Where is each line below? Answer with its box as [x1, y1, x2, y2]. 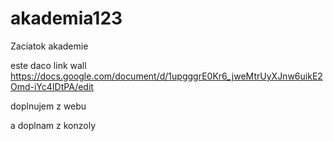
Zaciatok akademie [10, 40, 89, 52]
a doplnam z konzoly [10, 119, 97, 131]
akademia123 [10, 7, 123, 30]
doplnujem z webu [10, 100, 87, 112]
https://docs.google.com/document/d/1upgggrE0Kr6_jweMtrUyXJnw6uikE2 [10, 70, 323, 82]
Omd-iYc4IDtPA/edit [10, 80, 94, 92]
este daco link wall [10, 59, 87, 71]
